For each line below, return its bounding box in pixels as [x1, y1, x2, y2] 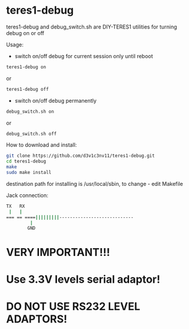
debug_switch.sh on [6, 108, 55, 115]
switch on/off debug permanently [14, 97, 97, 104]
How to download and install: [6, 141, 77, 148]
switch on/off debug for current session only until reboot [14, 52, 153, 59]
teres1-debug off [6, 86, 49, 92]
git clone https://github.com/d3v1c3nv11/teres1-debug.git [6, 153, 155, 159]
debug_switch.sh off [6, 131, 57, 137]
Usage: [6, 41, 24, 48]
